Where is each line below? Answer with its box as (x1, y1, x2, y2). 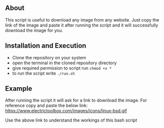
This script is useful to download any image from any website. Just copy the (5, 17, 160, 23)
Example (5, 84, 32, 93)
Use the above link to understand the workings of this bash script (5, 117, 137, 123)
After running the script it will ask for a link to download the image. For (5, 98, 147, 103)
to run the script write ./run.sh (12, 70, 75, 76)
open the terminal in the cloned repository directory (12, 60, 117, 66)
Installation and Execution (5, 42, 86, 50)
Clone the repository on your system (12, 54, 86, 60)
